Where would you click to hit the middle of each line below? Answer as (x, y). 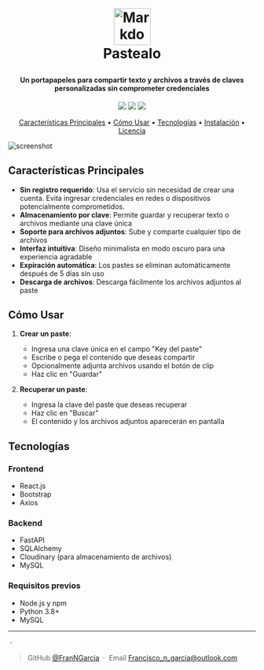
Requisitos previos (44, 586)
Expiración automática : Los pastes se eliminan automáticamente (125, 265)
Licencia (132, 130)
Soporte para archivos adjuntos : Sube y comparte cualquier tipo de (130, 231)
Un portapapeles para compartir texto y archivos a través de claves (132, 80)
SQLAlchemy (40, 549)
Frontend (26, 468)
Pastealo (132, 54)
